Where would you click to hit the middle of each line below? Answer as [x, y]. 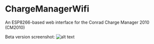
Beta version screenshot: [30, 37]
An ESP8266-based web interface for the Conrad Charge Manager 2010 [77, 22]
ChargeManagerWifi [47, 9]
